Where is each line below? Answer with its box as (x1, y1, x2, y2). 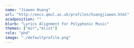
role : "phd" (5, 30, 30, 35)
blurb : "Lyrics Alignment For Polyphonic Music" (5, 21, 109, 26)
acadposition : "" (5, 16, 42, 21)
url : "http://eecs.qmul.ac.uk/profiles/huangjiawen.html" (5, 12, 129, 17)
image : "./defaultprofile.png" (5, 35, 71, 40)
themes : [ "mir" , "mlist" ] (5, 26, 57, 31)
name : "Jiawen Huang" (5, 7, 51, 12)
